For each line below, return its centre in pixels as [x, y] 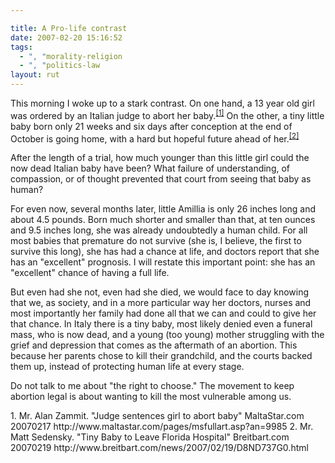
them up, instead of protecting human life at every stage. [127, 367]
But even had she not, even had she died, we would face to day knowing [159, 292]
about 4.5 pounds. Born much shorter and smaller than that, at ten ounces [163, 220]
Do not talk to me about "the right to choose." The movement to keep [152, 386]
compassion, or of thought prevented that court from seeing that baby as [161, 179]
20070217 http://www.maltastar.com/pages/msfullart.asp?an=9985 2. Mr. [162, 427]
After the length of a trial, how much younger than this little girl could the [160, 158]
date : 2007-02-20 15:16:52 [66, 37]
